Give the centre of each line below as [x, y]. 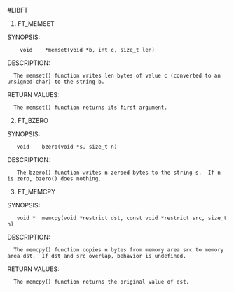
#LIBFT [18, 10]
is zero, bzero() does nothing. [54, 179]
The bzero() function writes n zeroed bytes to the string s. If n [118, 173]
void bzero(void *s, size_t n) [67, 147]
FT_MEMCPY [36, 192]
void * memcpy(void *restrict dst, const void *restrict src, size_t [122, 218]
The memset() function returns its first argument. [91, 108]
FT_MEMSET [36, 23]
